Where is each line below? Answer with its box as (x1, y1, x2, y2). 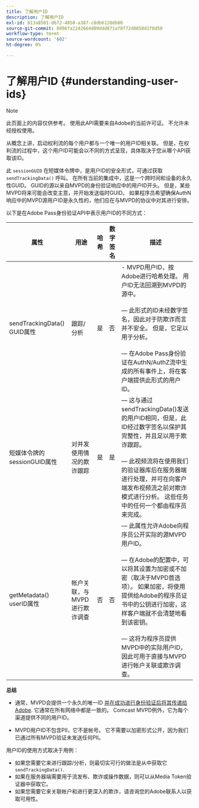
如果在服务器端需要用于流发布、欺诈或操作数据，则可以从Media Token (14, 773, 187, 780)
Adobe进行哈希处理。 (121, 272, 182, 280)
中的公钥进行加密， (127, 600, 181, 608)
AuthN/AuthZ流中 (133, 358, 182, 366)
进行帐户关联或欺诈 (121, 661, 175, 669)
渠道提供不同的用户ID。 (14, 714, 72, 721)
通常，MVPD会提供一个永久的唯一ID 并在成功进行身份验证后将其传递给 (14, 699, 188, 706)
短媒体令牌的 (9, 449, 46, 457)
